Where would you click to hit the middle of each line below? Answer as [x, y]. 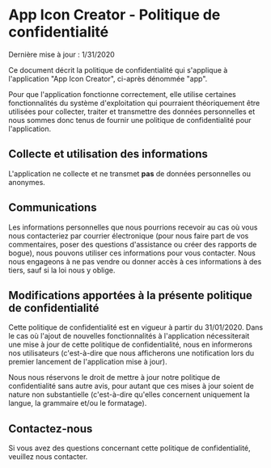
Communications [53, 208]
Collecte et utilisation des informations [108, 154]
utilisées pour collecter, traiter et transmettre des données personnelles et [132, 112]
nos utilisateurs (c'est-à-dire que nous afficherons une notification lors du [131, 353]
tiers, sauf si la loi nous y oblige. [62, 270]
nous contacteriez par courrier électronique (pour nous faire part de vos [129, 235]
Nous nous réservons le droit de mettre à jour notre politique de [114, 377]
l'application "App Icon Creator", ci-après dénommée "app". [108, 78]
